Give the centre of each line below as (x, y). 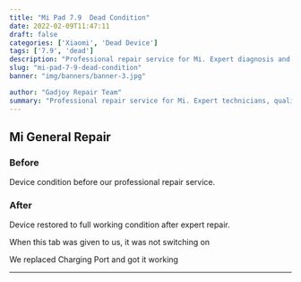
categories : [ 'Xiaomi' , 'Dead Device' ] (84, 43)
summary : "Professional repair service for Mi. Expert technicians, (140, 101)
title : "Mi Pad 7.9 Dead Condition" (80, 18)
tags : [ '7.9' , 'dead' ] (52, 51)
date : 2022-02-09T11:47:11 (60, 26)
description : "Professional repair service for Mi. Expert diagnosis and (150, 59)
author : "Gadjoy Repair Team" (66, 92)
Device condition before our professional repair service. (112, 182)
